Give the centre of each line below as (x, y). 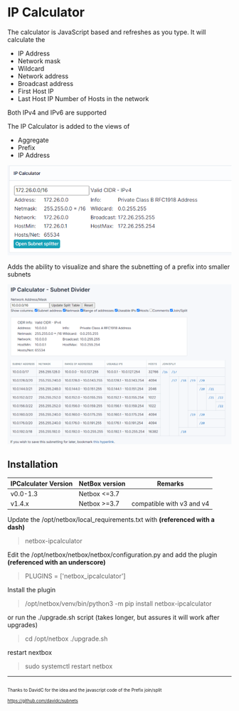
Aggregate (33, 140)
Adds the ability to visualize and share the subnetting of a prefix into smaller (119, 267)
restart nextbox (30, 652)
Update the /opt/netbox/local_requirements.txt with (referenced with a (111, 519)
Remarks (170, 483)
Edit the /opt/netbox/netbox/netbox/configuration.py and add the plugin (112, 555)
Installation (33, 464)
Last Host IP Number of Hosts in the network (83, 98)
